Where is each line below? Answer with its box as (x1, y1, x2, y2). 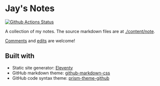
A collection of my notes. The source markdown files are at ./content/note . (5, 28, 155, 34)
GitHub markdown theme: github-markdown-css (12, 70, 110, 76)
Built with (5, 52, 35, 60)
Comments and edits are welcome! (5, 37, 75, 44)
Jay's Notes (5, 3, 55, 14)
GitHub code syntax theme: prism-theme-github (12, 75, 110, 81)
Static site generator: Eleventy (12, 65, 73, 70)
